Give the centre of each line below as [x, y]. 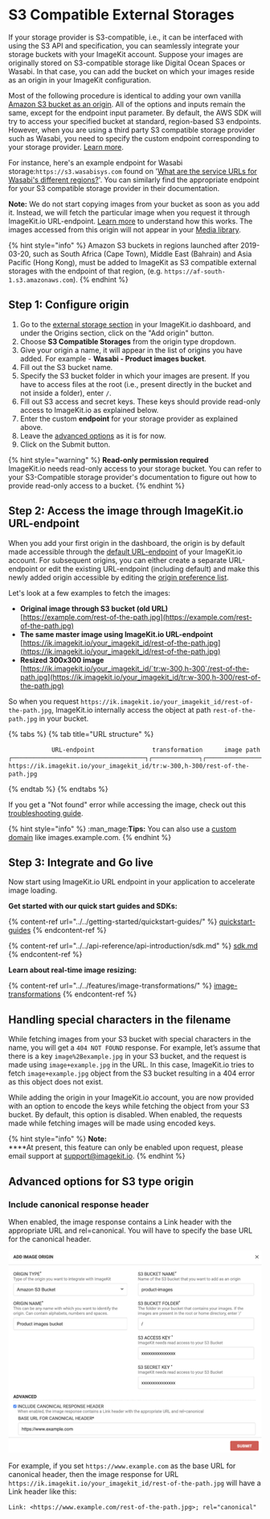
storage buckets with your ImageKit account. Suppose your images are [126, 54]
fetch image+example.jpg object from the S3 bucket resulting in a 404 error [132, 1073]
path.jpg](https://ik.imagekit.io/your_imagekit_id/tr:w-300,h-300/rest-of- [140, 677]
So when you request [43, 701]
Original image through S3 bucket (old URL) [94, 608]
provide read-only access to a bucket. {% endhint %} [96, 485]
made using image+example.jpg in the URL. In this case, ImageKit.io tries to [131, 1065]
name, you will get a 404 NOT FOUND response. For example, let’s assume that [135, 1048]
